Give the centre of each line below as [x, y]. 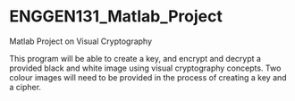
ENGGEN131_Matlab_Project [116, 17]
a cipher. [25, 87]
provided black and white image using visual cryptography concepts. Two [145, 68]
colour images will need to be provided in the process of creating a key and [148, 77]
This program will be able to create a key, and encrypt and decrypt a [135, 58]
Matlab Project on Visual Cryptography [81, 41]
